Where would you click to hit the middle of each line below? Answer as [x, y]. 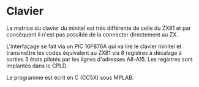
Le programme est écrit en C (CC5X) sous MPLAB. [70, 77]
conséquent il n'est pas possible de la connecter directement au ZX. [92, 34]
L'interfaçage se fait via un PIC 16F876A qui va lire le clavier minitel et [94, 46]
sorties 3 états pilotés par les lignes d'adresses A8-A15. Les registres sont [99, 59]
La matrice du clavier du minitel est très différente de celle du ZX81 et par [99, 28]
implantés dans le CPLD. [37, 66]
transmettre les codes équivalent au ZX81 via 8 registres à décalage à [94, 52]
